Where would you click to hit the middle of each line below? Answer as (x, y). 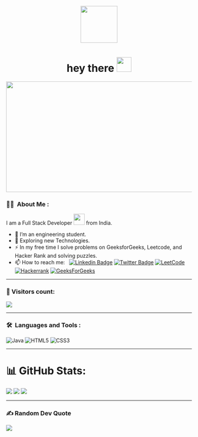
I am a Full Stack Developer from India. (59, 223)
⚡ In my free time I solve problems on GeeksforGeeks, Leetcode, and (98, 247)
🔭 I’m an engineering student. (50, 234)
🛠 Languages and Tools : (44, 326)
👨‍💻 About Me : (28, 204)
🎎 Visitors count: (30, 292)
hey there (91, 68)
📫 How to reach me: (40, 262)
